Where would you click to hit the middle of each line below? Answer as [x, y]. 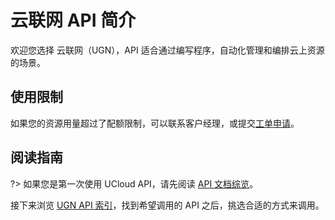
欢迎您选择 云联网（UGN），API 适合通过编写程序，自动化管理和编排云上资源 [167, 50]
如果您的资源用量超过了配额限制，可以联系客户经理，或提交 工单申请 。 [155, 123]
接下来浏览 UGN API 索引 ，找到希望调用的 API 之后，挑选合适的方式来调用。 [167, 205]
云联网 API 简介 [73, 20]
